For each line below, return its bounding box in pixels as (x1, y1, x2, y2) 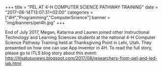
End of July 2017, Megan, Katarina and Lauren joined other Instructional (5, 29, 150, 35)
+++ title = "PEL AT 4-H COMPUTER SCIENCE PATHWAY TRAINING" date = (5, 4, 159, 10)
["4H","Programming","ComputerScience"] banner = (5, 15, 110, 20)
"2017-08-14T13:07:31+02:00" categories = (5, 9, 93, 15)
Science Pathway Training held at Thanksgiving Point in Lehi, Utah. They (5, 40, 152, 46)
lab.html (5, 61, 22, 66)
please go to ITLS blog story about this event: (5, 50, 97, 56)
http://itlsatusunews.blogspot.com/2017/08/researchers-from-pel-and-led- (5, 55, 158, 61)
